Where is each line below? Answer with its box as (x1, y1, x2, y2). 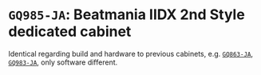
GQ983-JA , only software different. (8, 57, 118, 67)
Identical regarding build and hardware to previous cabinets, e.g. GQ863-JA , (8, 49, 254, 58)
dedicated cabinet (8, 22, 132, 41)
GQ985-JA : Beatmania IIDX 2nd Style (8, 6, 245, 24)
